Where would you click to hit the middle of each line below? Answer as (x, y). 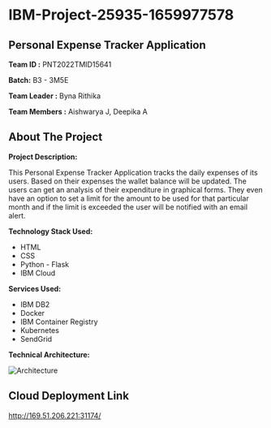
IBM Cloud (38, 273)
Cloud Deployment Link (69, 396)
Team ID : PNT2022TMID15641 (60, 64)
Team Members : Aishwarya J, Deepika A (78, 112)
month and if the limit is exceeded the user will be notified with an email (128, 207)
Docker (32, 313)
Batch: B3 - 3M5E (39, 80)
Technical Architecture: (49, 354)
